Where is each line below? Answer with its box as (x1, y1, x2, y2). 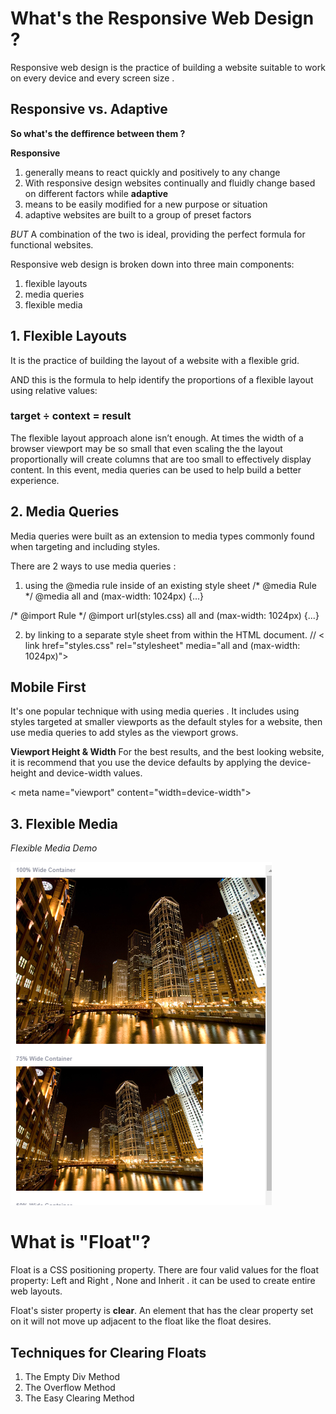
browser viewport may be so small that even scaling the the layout (10, 442, 283, 454)
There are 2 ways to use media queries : (10, 560, 177, 572)
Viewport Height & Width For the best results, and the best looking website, (10, 746, 325, 758)
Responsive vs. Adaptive (10, 101, 168, 118)
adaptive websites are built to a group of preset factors (24, 208, 252, 221)
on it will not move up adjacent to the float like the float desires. (10, 1315, 272, 1327)
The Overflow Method (24, 1382, 116, 1394)
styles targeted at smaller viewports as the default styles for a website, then (10, 716, 323, 728)
